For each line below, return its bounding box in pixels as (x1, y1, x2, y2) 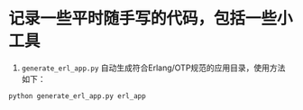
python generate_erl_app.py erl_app (8, 91, 146, 100)
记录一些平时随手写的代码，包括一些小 (8, 8, 294, 29)
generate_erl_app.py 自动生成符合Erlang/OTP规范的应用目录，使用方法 (21, 62, 286, 73)
